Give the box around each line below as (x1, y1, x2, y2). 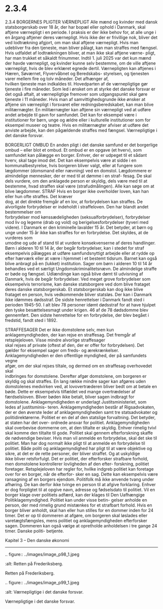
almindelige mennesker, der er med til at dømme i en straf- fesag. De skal (5, 173, 152, 179)
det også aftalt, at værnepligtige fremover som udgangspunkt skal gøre (5, 91, 148, 97)
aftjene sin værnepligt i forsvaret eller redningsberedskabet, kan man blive (5, 101, 154, 107)
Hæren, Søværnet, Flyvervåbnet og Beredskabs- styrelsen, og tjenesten (5, 70, 149, 76)
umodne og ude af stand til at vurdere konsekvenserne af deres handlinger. (5, 240, 156, 246)
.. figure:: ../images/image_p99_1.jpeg (5, 579, 80, 585)
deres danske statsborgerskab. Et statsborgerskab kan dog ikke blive (5, 286, 144, 292)
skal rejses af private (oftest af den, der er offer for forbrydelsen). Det (5, 342, 144, 348)
